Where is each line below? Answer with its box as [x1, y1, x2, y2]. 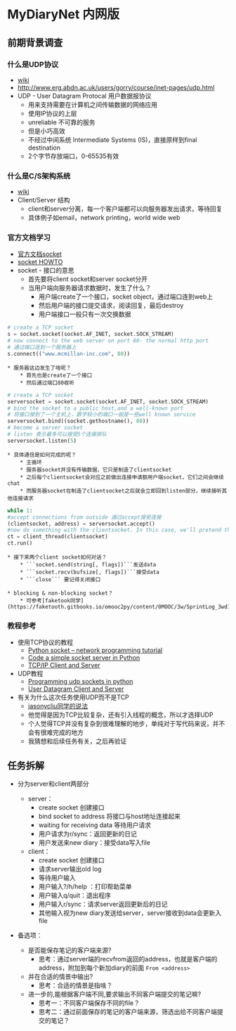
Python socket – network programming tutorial [27, 646, 163, 654]
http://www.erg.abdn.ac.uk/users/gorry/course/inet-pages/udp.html [17, 83, 215, 91]
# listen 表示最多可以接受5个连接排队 [7, 431, 107, 438]
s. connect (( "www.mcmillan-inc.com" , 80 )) [7, 350, 131, 357]
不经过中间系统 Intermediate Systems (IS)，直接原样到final [27, 135, 197, 144]
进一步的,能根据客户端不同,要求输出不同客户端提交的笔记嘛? [27, 990, 202, 999]
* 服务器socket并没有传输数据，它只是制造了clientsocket [20, 466, 172, 473]
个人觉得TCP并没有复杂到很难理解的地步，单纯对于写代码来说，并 [27, 720, 219, 728]
